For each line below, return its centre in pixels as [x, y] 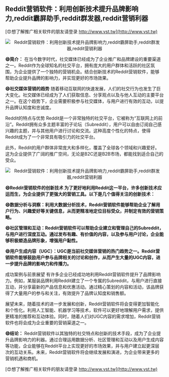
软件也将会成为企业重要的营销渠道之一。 [47, 322]
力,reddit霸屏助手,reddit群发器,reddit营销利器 [77, 18]
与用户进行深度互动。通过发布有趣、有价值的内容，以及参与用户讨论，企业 [82, 234]
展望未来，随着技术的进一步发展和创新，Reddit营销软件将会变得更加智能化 [82, 304]
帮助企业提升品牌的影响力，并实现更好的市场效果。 [58, 78]
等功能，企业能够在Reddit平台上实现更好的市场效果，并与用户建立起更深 [80, 346]
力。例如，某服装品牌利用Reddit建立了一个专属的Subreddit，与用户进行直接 [84, 281]
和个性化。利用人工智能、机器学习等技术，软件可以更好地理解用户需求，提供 [84, 310]
